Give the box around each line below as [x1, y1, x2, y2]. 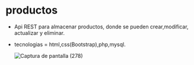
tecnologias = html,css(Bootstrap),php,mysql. [14, 41, 126, 48]
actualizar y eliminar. [14, 29, 65, 36]
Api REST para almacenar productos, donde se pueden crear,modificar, [14, 23, 189, 30]
